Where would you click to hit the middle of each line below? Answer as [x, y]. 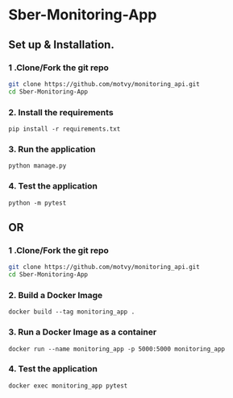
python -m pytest [37, 203]
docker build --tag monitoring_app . [72, 312]
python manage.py [37, 166]
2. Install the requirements [61, 112]
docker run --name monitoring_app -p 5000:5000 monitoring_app [117, 349]
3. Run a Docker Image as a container [83, 332]
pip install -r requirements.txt [64, 129]
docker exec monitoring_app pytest [68, 386]
